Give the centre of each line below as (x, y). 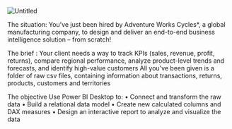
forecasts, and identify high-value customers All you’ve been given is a (111, 68)
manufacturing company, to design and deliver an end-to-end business (111, 32)
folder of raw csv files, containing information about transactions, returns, (115, 75)
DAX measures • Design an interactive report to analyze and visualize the (114, 112)
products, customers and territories (59, 83)
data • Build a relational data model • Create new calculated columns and (114, 104)
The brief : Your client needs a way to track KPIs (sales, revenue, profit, (111, 53)
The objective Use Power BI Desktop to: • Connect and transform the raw (114, 97)
